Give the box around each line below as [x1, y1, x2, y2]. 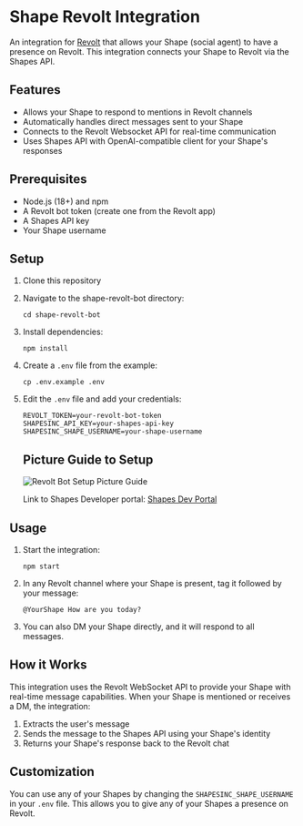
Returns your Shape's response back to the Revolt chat [22, 738, 230, 749]
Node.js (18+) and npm [22, 196, 109, 207]
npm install [22, 344, 68, 353]
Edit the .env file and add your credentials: [22, 393, 182, 404]
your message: [22, 587, 79, 598]
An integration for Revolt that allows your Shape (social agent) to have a [9, 36, 278, 47]
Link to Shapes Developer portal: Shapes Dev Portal [22, 494, 217, 505]
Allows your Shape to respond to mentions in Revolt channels [22, 107, 253, 117]
